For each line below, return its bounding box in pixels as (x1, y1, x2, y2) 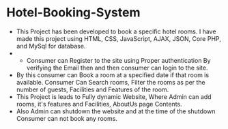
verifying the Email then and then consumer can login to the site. (26, 63, 208, 72)
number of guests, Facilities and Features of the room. (16, 85, 169, 94)
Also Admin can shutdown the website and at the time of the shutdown (16, 107, 216, 115)
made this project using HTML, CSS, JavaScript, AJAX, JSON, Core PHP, (16, 34, 221, 42)
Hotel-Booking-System (6, 5, 141, 20)
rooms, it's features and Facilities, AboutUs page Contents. (16, 100, 182, 108)
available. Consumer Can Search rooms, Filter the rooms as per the (16, 78, 205, 86)
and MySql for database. (16, 42, 86, 50)
